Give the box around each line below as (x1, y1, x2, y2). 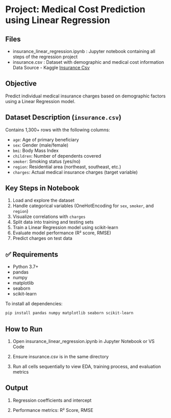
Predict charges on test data (12, 235, 72, 241)
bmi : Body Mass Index (12, 147, 59, 154)
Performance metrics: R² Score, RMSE (12, 407, 93, 413)
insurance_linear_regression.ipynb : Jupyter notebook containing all (12, 48, 156, 54)
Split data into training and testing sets (12, 219, 94, 225)
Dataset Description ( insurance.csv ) (5, 113, 121, 122)
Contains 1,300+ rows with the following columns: (5, 127, 110, 133)
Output (5, 384, 28, 392)
